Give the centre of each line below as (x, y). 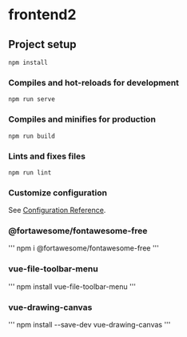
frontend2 (42, 15)
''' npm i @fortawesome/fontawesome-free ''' (84, 248)
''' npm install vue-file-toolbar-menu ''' (72, 287)
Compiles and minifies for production (82, 119)
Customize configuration (58, 192)
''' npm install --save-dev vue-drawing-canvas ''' (90, 325)
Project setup (43, 44)
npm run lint (30, 173)
